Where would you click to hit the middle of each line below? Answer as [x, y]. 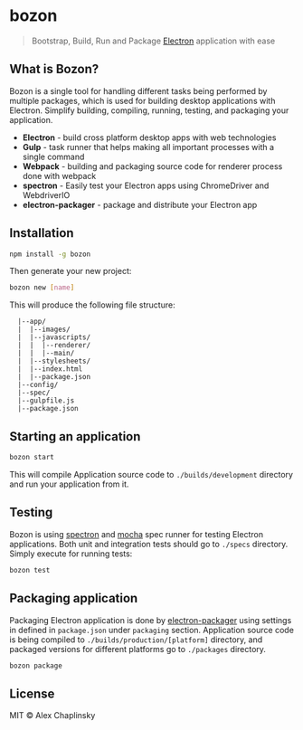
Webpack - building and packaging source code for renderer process [152, 166]
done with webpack [59, 175]
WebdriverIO [46, 194]
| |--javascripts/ [54, 337]
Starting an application [75, 436]
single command [53, 156]
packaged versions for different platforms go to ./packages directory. [138, 649]
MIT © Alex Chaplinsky [52, 716]
